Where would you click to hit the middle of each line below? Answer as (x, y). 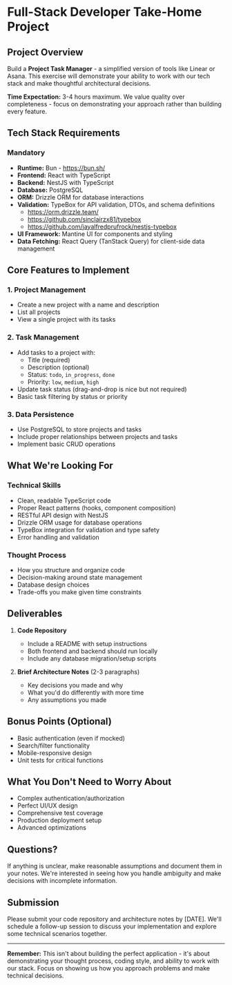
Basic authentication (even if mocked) (71, 738)
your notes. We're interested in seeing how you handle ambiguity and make (114, 873)
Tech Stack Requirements (64, 133)
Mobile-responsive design (54, 752)
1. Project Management (47, 290)
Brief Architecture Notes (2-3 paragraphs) (78, 672)
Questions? (32, 849)
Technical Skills (34, 485)
